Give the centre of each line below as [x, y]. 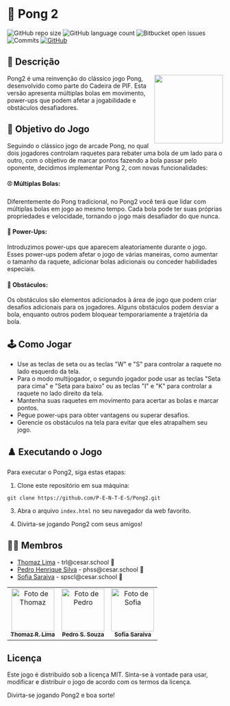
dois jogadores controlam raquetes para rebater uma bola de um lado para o [115, 153]
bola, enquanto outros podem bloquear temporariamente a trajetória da [107, 314]
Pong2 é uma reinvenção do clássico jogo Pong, [75, 78]
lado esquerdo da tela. [49, 371]
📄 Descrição [34, 62]
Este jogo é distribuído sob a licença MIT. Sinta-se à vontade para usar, [108, 674]
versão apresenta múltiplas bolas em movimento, [76, 93]
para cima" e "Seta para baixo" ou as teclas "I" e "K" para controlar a [114, 386]
